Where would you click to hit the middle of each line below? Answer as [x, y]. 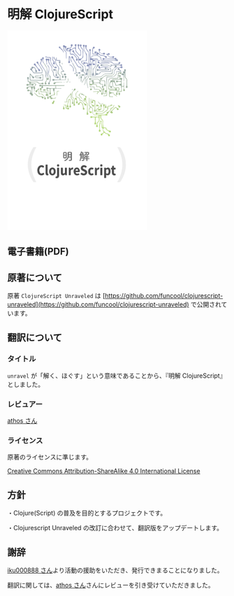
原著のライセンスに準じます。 [50, 457]
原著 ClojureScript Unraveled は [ [56, 296]
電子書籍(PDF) [38, 251]
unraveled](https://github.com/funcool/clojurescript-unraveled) [98, 304]
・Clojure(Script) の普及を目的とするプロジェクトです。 [87, 513]
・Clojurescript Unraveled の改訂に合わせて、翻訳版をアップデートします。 [115, 528]
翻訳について [35, 338]
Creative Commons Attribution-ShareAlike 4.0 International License [104, 471]
